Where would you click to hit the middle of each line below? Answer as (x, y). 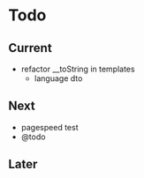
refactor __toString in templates (78, 69)
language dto (58, 78)
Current (30, 48)
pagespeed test (49, 127)
